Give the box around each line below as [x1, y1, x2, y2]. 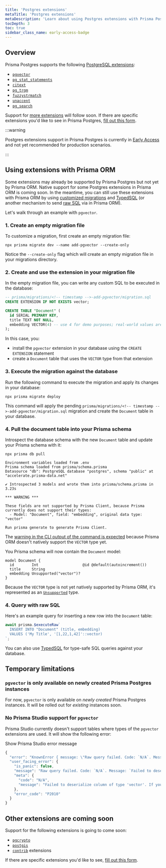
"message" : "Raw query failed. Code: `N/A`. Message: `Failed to [14, 769, 152, 774]
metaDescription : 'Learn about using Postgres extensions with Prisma [5, 16, 154, 21]
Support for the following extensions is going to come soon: [5, 827, 127, 833]
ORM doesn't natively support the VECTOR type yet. [5, 539, 107, 545]
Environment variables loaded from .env [5, 460, 90, 465]
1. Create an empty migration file [5, 222, 85, 229]
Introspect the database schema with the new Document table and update [5, 437, 153, 443]
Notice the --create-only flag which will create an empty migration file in [5, 251, 154, 257]
